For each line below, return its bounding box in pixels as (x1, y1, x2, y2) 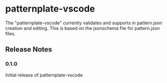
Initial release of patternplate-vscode (5, 72, 83, 78)
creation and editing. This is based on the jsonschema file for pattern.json (5, 25, 160, 31)
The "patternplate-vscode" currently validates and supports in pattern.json (5, 20, 162, 26)
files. (5, 30, 16, 36)
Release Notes (5, 45, 52, 54)
